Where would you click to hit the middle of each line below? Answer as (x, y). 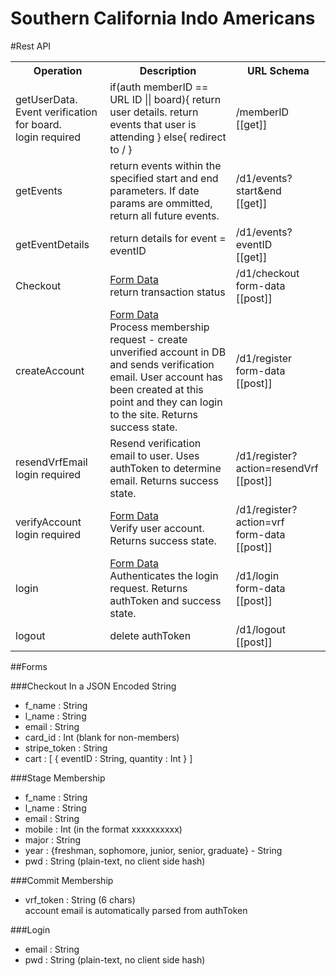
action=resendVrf (277, 468)
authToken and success (165, 600)
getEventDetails (52, 244)
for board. (38, 124)
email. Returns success (164, 480)
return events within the (165, 165)
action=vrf (260, 522)
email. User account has (166, 377)
